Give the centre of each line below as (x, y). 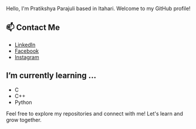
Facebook (27, 51)
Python (23, 102)
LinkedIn (25, 45)
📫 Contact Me (33, 28)
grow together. (24, 120)
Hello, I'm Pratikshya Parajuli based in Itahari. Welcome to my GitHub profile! (98, 9)
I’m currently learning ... (51, 76)
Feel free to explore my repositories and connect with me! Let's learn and (94, 113)
